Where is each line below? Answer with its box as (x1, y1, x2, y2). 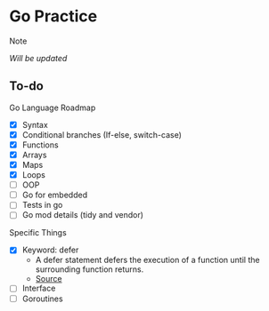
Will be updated (9, 52, 68, 63)
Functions (21, 140, 60, 150)
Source (35, 274, 62, 284)
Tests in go (21, 200, 63, 211)
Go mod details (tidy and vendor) (21, 210, 144, 220)
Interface (21, 283, 56, 294)
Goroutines (21, 293, 64, 304)
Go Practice (9, 6, 98, 27)
